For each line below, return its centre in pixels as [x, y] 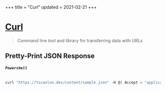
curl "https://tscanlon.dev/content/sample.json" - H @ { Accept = [74, 82]
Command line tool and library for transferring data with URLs [80, 40]
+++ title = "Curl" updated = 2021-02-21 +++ [51, 7]
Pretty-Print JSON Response [50, 56]
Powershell [16, 68]
